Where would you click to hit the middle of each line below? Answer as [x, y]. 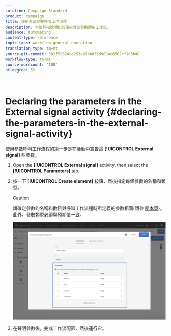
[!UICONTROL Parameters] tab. [46, 171]
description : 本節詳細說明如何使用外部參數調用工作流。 [58, 27]
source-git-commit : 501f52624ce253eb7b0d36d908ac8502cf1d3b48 [73, 54]
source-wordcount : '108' [32, 65]
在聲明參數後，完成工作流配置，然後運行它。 [60, 328]
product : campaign [25, 16]
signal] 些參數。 [22, 155]
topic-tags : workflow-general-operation [49, 43]
